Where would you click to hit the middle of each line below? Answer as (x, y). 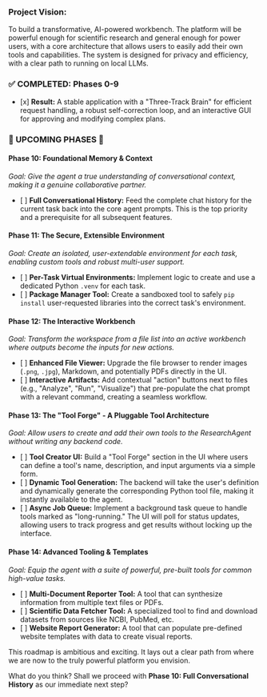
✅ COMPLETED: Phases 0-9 (64, 84)
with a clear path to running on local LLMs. (79, 63)
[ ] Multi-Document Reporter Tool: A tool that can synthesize (121, 594)
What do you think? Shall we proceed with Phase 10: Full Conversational (129, 675)
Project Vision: (38, 12)
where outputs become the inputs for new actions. (91, 347)
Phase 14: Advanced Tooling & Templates (78, 551)
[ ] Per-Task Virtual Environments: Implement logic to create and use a (137, 277)
